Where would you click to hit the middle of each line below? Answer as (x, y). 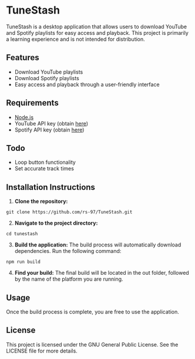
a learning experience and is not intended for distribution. (75, 39)
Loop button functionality (45, 162)
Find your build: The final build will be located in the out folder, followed (102, 273)
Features (23, 57)
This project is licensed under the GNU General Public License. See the (92, 344)
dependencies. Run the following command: (68, 251)
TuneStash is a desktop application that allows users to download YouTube (96, 27)
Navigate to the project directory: (56, 223)
